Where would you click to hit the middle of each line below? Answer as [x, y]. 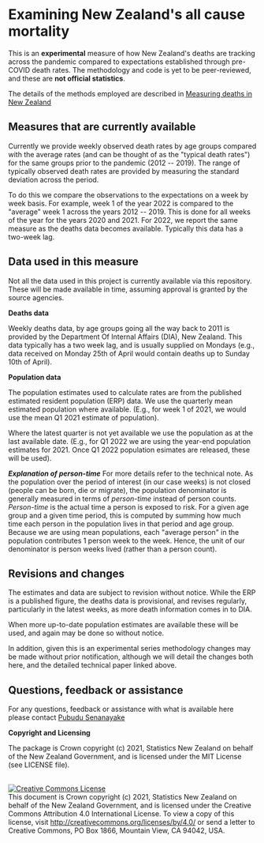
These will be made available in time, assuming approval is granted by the [128, 289]
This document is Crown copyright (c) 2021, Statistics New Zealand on [123, 797]
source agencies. [36, 297]
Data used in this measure [74, 262]
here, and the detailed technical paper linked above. [93, 665]
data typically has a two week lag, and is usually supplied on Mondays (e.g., [131, 344]
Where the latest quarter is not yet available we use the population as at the [131, 433]
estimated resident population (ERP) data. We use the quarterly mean [121, 401]
